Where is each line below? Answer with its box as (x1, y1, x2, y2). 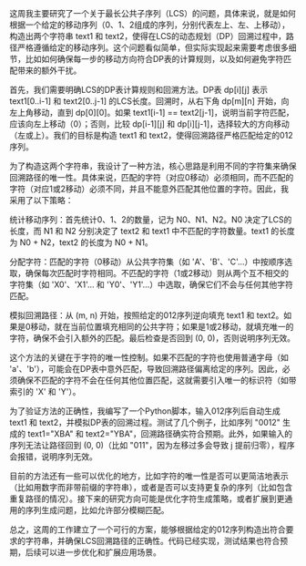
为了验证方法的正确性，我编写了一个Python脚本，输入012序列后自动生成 (9, 406, 280, 417)
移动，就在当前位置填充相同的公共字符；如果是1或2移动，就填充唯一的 (30, 322, 294, 332)
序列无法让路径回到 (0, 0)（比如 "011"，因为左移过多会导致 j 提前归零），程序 (9, 440, 295, 450)
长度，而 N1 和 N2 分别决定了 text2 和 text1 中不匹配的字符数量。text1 (9, 226, 270, 236)
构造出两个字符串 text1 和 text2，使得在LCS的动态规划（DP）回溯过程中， (9, 31, 287, 41)
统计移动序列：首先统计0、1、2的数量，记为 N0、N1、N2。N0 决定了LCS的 (9, 214, 292, 225)
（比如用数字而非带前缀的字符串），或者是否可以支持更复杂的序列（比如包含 (9, 482, 293, 492)
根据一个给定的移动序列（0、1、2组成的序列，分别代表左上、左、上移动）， (9, 19, 291, 30)
